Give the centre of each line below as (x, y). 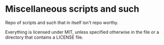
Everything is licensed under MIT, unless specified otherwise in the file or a (82, 32)
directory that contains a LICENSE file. (44, 37)
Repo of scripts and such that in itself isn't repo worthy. (62, 22)
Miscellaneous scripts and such (72, 9)
